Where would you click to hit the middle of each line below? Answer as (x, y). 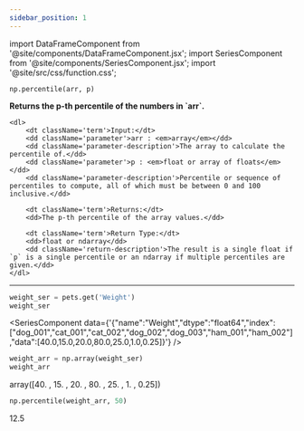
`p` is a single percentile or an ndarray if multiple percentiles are (147, 257)
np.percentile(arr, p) (52, 89)
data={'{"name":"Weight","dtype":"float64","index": (180, 323)
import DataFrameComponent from (75, 43)
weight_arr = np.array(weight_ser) (76, 359)
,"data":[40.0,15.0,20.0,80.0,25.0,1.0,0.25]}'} (90, 342)
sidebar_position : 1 (48, 18)
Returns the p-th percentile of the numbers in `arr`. (107, 106)
